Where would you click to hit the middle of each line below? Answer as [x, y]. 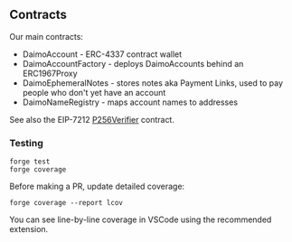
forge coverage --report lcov [66, 203]
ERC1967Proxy [50, 73]
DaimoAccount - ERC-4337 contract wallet [102, 54]
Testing [26, 143]
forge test [30, 162]
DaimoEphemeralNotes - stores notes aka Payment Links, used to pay [152, 83]
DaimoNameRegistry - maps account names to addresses [130, 102]
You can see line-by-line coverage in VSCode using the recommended [141, 219]
